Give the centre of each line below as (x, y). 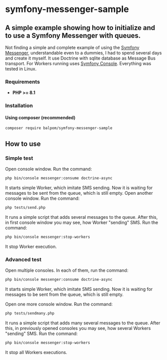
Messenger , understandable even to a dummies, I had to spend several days (83, 53)
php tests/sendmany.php (30, 313)
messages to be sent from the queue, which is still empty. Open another (79, 193)
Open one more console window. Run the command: (59, 304)
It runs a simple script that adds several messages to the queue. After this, (82, 217)
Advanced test (23, 259)
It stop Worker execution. (31, 246)
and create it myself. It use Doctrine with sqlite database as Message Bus (81, 58)
